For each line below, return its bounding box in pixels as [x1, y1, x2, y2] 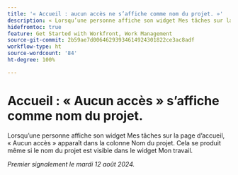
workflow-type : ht [7, 43, 62, 50]
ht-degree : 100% [7, 56, 55, 64]
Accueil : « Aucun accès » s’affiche [7, 92, 220, 109]
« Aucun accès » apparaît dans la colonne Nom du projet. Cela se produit [7, 138, 221, 147]
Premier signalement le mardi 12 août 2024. [7, 159, 135, 168]
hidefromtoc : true [7, 23, 62, 30]
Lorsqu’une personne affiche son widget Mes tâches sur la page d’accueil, [7, 131, 225, 140]
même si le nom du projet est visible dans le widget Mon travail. [7, 146, 193, 155]
